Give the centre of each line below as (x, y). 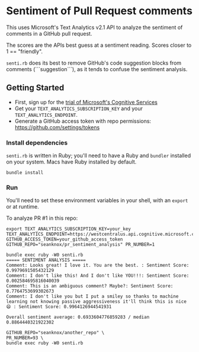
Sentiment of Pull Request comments (99, 11)
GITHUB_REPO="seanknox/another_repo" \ (55, 333)
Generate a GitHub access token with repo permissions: (83, 121)
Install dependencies (37, 142)
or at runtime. (23, 207)
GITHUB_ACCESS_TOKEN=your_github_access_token (65, 239)
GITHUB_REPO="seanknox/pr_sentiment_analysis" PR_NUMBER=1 (81, 245)
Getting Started (35, 88)
